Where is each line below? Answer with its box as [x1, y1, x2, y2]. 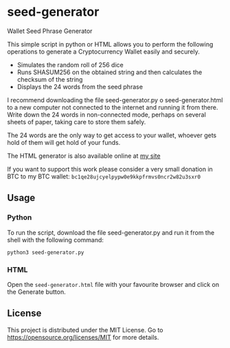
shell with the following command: [7, 235, 104, 244]
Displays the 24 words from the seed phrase [16, 82, 143, 91]
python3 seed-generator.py [7, 248, 84, 256]
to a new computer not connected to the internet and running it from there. [7, 103, 218, 111]
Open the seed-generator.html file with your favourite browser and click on [7, 280, 220, 288]
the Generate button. [7, 288, 67, 296]
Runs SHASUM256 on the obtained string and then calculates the [16, 68, 203, 76]
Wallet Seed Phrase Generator [7, 27, 93, 35]
